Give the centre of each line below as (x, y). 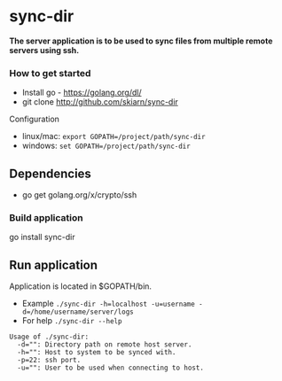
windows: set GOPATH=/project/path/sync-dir (106, 146)
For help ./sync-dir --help (72, 321)
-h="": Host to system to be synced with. (97, 353)
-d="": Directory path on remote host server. (105, 345)
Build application (46, 217)
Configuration (35, 119)
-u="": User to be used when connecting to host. (110, 368)
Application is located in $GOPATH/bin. (81, 286)
